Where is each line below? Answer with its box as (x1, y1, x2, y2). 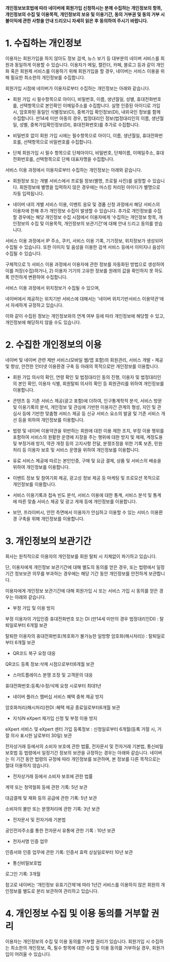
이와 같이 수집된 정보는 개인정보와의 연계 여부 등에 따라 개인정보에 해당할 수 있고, (5, 313, 165, 319)
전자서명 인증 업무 (12, 838, 48, 844)
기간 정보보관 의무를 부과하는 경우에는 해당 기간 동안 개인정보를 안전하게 (5, 570, 148, 576)
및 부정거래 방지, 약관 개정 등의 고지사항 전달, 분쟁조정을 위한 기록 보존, (12, 440, 153, 446)
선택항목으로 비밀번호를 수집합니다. (23, 139, 93, 145)
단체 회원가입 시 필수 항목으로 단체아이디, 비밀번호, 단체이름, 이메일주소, (12, 149, 155, 156)
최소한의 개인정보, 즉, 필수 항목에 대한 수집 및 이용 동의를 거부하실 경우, (10, 945, 151, 951)
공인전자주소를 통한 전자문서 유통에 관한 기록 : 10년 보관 (5, 827, 116, 833)
